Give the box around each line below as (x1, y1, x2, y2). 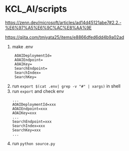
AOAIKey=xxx (12, 110, 37, 115)
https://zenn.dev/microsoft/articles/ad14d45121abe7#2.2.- (5, 20, 122, 25)
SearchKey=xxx (12, 128, 41, 132)
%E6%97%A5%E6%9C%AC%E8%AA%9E (5, 24, 92, 30)
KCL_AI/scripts (5, 3, 67, 15)
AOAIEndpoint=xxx (12, 106, 48, 111)
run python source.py (12, 140, 55, 146)
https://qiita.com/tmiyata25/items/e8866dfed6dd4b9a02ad (5, 34, 124, 40)
